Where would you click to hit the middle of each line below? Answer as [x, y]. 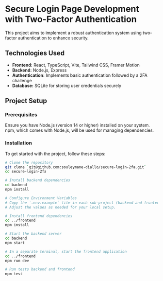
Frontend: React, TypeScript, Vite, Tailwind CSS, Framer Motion [76, 65]
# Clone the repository [29, 162]
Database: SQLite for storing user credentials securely [67, 86]
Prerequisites [21, 115]
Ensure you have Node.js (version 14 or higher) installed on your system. [78, 125]
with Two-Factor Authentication [71, 19]
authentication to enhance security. [53, 38]
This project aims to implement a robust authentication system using [73, 33]
